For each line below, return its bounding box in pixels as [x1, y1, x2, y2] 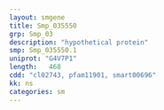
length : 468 [9, 63, 62, 72]
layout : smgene [9, 12, 66, 22]
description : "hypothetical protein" [9, 37, 149, 47]
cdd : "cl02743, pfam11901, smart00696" [9, 71, 157, 80]
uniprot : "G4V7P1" [9, 54, 77, 63]
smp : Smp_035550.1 [9, 46, 77, 55]
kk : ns [9, 79, 34, 88]
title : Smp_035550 [9, 21, 77, 30]
